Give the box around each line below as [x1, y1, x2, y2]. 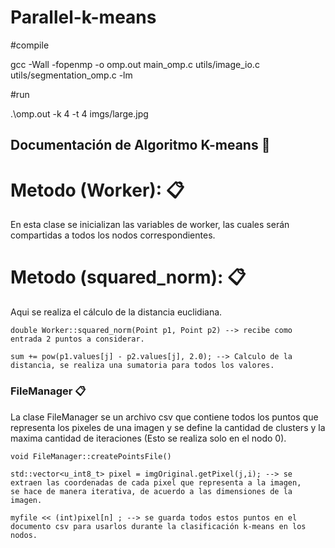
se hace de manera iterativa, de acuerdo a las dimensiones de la [10, 486, 293, 496]
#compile [10, 39, 50, 51]
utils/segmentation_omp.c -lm [10, 69, 133, 81]
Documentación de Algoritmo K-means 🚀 [10, 137, 271, 154]
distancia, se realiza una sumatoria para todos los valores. [10, 361, 275, 371]
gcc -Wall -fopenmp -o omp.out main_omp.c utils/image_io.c [10, 58, 260, 70]
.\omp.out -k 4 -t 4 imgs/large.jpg [10, 107, 149, 120]
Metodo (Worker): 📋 [10, 179, 185, 201]
